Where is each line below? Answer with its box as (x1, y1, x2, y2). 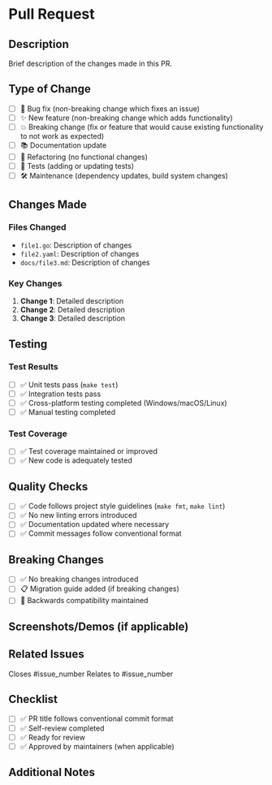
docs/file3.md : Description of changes (19, 257, 150, 267)
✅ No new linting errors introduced (19, 511, 137, 520)
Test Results (8, 361, 58, 373)
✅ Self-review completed (19, 723, 105, 733)
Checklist (8, 692, 58, 706)
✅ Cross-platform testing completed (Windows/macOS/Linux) (19, 398, 227, 408)
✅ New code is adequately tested (19, 455, 132, 465)
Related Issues (8, 647, 84, 662)
